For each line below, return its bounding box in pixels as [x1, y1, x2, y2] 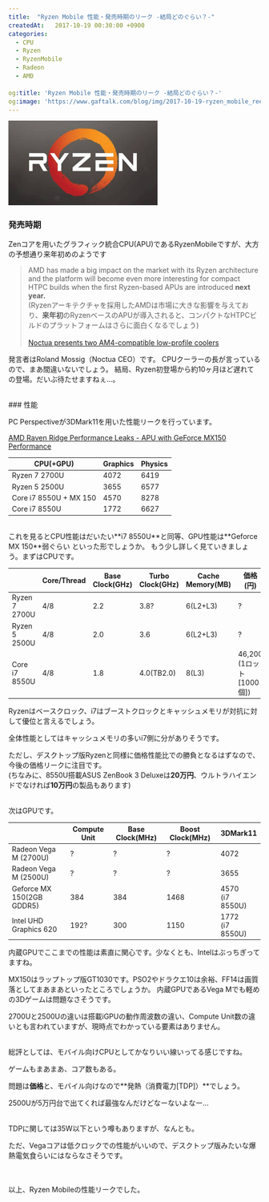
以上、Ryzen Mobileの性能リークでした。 [8, 1185, 145, 1195]
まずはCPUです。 [22, 551, 78, 561]
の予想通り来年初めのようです [8, 249, 106, 259]
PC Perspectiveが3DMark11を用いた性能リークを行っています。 [8, 416, 216, 426]
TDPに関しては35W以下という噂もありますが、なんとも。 [8, 1124, 199, 1133]
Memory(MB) [185, 580, 232, 589]
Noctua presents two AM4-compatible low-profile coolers [27, 337, 219, 348]
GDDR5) [11, 901, 40, 911]
